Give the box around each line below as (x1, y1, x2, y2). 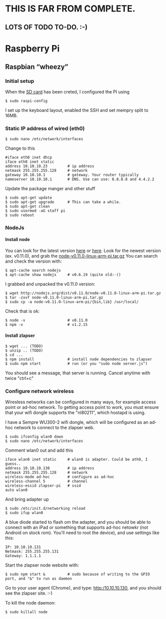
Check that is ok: (5, 308, 40, 314)
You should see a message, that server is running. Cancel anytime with (5, 370, 151, 376)
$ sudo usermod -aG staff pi (5, 208, 66, 213)
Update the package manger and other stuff (5, 185, 95, 191)
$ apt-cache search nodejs (5, 268, 61, 273)
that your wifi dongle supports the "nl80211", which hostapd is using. (5, 410, 146, 416)
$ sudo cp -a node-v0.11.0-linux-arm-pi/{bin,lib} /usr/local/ (5, 299, 139, 305)
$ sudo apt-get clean (5, 204, 50, 209)
